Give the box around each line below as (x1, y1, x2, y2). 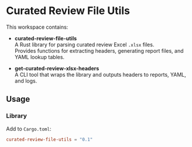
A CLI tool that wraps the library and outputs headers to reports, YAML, (14, 71, 186, 78)
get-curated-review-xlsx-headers (14, 64, 100, 71)
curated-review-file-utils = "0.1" (6, 136, 93, 142)
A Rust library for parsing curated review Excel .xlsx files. (14, 41, 155, 48)
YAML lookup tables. (14, 53, 65, 60)
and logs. (14, 77, 37, 84)
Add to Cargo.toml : (6, 125, 52, 132)
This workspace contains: (6, 23, 68, 30)
